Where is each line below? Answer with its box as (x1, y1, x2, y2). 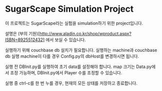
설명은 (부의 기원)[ (5, 30, 40, 36)
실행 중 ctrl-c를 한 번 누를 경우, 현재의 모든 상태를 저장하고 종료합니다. (5, 80, 138, 86)
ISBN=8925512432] (5, 37, 45, 43)
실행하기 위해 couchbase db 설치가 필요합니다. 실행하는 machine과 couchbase (5, 47, 157, 53)
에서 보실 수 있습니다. (45, 37, 86, 43)
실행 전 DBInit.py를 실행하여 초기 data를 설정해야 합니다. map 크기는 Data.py (5, 64, 152, 69)
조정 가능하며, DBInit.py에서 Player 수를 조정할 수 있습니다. (10, 69, 123, 75)
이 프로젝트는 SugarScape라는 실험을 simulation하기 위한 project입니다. (5, 20, 144, 26)
